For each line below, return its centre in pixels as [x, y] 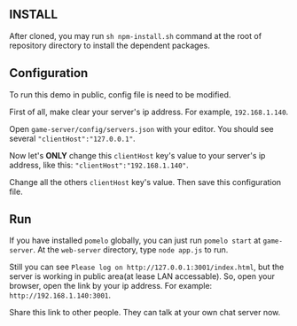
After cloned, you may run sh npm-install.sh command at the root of [136, 35]
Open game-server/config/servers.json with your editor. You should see [141, 128]
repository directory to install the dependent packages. [109, 45]
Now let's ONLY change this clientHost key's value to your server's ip [137, 155]
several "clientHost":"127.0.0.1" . [72, 138]
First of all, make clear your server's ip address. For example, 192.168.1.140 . [149, 112]
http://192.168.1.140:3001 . [60, 295]
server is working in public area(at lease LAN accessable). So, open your [142, 276]
